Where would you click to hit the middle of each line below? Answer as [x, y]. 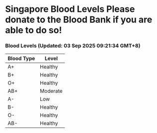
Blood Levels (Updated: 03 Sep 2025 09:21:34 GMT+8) [73, 46]
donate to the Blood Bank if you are [79, 20]
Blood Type [21, 59]
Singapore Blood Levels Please [70, 9]
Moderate [51, 91]
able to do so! [34, 30]
